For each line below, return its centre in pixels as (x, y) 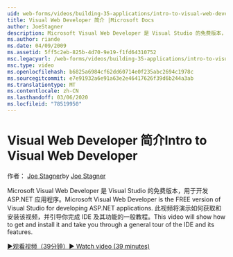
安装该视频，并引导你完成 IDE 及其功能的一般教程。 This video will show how (116, 217)
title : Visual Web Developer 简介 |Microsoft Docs (81, 20)
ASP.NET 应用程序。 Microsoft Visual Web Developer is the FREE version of (114, 199)
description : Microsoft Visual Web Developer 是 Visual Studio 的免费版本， (117, 33)
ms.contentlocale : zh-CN (43, 91)
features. (20, 232)
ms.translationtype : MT (42, 85)
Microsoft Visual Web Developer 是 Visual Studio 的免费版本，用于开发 (108, 190)
